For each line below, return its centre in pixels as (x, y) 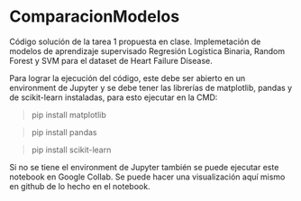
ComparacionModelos (95, 17)
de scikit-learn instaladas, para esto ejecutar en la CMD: (114, 97)
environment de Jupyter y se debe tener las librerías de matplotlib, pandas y (151, 87)
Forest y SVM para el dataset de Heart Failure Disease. (111, 60)
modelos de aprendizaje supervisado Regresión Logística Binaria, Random (147, 50)
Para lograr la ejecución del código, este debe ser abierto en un (128, 78)
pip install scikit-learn (71, 150)
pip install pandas (64, 132)
